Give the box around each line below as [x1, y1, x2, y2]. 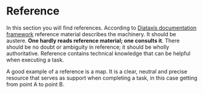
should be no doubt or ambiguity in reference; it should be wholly [6, 43, 170, 51]
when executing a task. [6, 56, 64, 63]
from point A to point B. [6, 80, 65, 88]
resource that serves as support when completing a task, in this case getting [6, 74, 198, 81]
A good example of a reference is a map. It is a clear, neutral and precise [6, 67, 188, 75]
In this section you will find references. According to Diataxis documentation [6, 24, 197, 31]
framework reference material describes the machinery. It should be [6, 30, 176, 37]
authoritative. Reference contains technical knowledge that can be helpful [6, 49, 191, 57]
